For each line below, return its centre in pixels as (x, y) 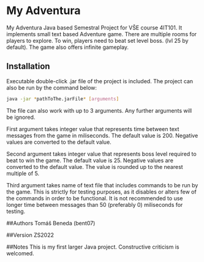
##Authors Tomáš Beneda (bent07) (51, 223)
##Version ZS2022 (30, 235)
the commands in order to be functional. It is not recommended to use (95, 198)
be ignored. (21, 117)
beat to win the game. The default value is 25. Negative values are (90, 160)
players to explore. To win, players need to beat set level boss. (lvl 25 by (97, 40)
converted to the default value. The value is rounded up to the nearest (95, 167)
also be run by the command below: (51, 88)
